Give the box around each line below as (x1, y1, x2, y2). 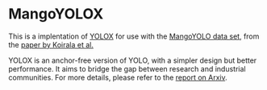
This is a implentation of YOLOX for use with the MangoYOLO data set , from (8, 31, 260, 41)
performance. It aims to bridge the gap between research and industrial (8, 63, 246, 73)
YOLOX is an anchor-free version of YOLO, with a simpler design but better (8, 55, 257, 65)
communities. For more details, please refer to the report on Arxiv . (8, 72, 227, 82)
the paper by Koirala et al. (8, 39, 94, 49)
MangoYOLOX (8, 5, 104, 23)
